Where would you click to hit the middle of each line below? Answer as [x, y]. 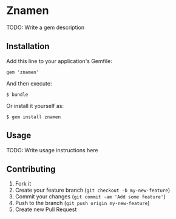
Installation [28, 46]
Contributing [31, 169]
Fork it [23, 184]
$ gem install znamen [34, 117]
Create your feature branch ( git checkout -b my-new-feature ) [93, 190]
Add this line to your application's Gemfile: [59, 61]
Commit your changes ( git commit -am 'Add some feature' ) [90, 197]
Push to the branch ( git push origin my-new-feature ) [82, 203]
